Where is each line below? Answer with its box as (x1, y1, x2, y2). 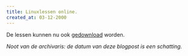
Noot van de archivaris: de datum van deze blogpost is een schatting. (6, 43, 183, 50)
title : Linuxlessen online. (6, 8, 78, 15)
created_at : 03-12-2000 (6, 14, 67, 20)
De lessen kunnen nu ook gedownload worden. (6, 31, 125, 38)
